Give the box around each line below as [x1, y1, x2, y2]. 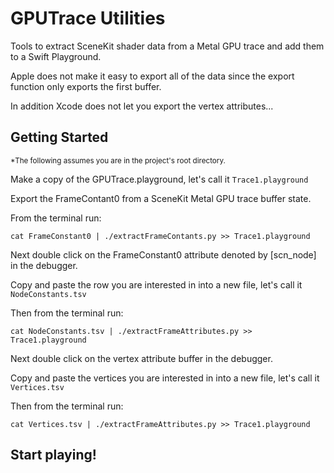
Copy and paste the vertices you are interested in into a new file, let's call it [10, 372, 320, 384]
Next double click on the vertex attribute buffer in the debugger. [10, 352, 273, 364]
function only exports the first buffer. [10, 80, 162, 92]
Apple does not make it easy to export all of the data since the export [10, 70, 295, 82]
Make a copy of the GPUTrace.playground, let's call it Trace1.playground [10, 173, 309, 185]
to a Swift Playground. [10, 50, 102, 62]
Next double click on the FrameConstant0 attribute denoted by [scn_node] [10, 248, 317, 261]
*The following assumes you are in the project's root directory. [10, 155, 226, 166]
